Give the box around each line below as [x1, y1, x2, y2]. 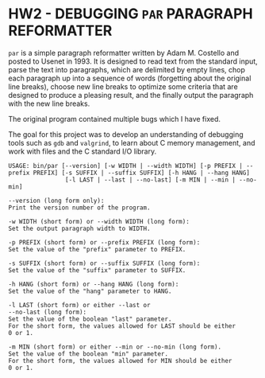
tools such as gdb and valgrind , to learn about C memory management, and [8, 138, 255, 147]
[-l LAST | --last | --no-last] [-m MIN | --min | [64, 176, 236, 184]
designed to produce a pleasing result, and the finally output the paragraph [8, 90, 254, 99]
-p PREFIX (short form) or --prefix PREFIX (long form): [8, 238, 201, 247]
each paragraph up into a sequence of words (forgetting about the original [8, 73, 252, 83]
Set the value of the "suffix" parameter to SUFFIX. [8, 266, 186, 275]
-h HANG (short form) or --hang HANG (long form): [8, 280, 179, 288]
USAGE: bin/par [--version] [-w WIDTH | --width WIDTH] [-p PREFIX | [8, 162, 244, 170]
